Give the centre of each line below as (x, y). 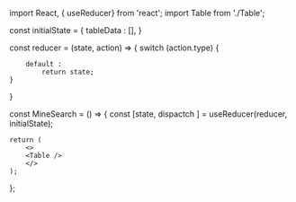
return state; (68, 72)
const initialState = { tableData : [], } (76, 30)
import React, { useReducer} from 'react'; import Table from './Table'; (137, 13)
